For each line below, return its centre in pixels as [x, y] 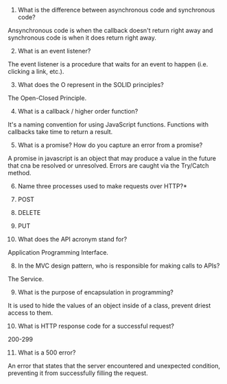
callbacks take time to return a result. [60, 132]
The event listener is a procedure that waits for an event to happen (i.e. [108, 64]
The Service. [26, 279]
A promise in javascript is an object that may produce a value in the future [112, 158]
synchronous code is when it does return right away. [82, 38]
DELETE [29, 213]
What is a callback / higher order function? [78, 111]
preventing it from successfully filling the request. [78, 373]
